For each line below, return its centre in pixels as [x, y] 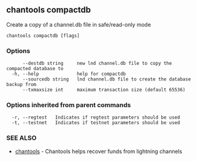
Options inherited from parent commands [69, 105]
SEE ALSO [22, 138]
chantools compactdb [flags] [43, 36]
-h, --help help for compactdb [69, 74]
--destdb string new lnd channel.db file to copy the [97, 64]
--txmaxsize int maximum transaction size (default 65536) [104, 90]
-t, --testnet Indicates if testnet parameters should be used [96, 123]
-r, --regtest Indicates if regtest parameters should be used [96, 117]
